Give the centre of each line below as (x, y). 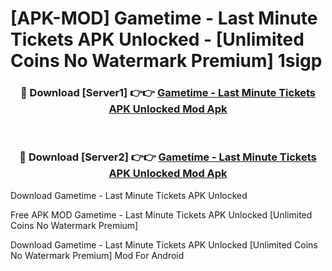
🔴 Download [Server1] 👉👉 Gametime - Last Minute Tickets (168, 93)
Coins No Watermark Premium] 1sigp (166, 61)
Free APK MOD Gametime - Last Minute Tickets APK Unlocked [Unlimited (161, 214)
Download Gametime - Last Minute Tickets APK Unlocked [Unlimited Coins (164, 244)
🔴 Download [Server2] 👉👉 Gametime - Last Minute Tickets (168, 157)
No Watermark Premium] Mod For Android (97, 255)
